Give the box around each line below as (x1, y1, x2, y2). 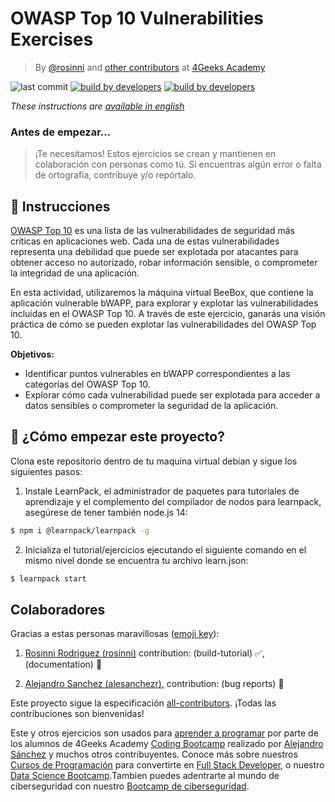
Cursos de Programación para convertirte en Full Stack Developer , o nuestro (10, 759, 325, 771)
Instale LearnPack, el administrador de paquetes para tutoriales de (24, 485, 300, 497)
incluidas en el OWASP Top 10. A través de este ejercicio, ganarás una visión (10, 308, 326, 320)
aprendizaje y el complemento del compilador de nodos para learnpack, (24, 495, 322, 507)
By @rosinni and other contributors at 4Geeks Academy (34, 61, 266, 73)
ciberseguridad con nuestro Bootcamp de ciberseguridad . (10, 780, 250, 792)
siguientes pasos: (10, 465, 83, 477)
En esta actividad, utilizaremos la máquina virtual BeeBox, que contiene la (10, 287, 314, 299)
